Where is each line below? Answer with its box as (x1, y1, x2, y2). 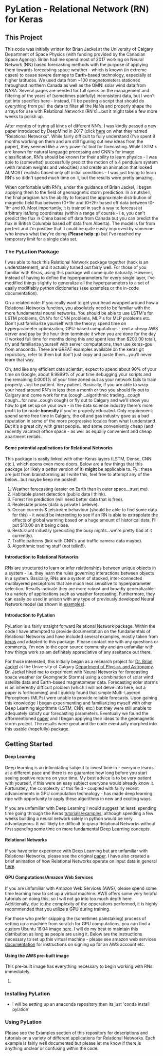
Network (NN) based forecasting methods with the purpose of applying (5, 62, 148, 67)
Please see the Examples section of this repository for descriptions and (5, 1030, 148, 1036)
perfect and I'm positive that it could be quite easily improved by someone (5, 226, 154, 231)
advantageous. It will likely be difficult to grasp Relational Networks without (5, 820, 156, 826)
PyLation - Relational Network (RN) (5, 3, 149, 15)
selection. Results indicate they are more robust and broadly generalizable (5, 585, 154, 591)
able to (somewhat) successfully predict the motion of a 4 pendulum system (5, 159, 158, 165)
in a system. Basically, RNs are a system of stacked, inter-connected (5, 575, 143, 581)
